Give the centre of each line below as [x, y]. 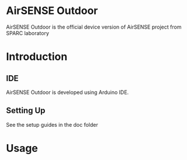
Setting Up [26, 111]
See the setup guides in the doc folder [52, 124]
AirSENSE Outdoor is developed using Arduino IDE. [67, 92]
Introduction [37, 57]
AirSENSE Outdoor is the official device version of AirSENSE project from [94, 27]
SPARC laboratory [28, 33]
